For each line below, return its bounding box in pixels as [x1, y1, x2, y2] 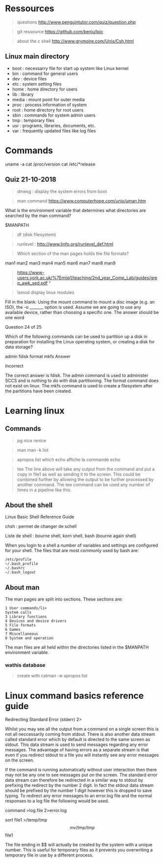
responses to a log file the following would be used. [5, 798, 109, 804]
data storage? [5, 344, 33, 350]
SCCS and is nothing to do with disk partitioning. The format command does [5, 378, 159, 384]
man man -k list [17, 447, 49, 453]
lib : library [12, 91, 34, 97]
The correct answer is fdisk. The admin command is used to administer [5, 372, 148, 378]
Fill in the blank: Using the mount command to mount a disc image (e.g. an [5, 299, 155, 305]
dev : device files [12, 75, 47, 81]
